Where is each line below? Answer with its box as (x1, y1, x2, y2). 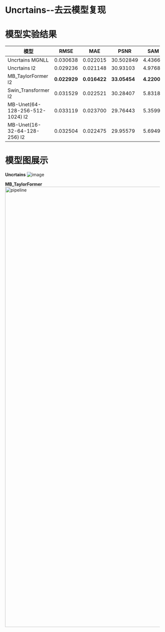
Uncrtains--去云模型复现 (5, 4, 106, 16)
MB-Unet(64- (7, 101, 41, 108)
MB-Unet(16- (7, 121, 41, 128)
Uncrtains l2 (7, 65, 36, 72)
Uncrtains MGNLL (7, 57, 49, 64)
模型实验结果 (5, 29, 57, 40)
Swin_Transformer (7, 87, 50, 94)
